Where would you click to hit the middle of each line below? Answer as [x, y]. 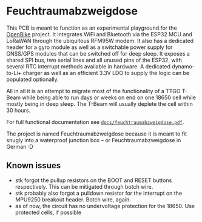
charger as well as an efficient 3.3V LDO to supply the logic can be [106, 73]
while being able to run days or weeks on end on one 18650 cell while [109, 97]
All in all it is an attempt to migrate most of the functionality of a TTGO [93, 91]
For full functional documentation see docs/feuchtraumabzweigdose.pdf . [95, 122]
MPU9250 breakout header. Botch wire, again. [73, 199]
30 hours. [19, 110]
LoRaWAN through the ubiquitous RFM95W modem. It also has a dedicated [100, 41]
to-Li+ [14, 73]
